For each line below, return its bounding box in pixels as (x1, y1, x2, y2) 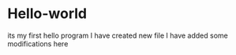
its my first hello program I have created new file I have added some (7, 31, 228, 40)
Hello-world (7, 5, 88, 23)
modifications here (7, 38, 69, 48)
